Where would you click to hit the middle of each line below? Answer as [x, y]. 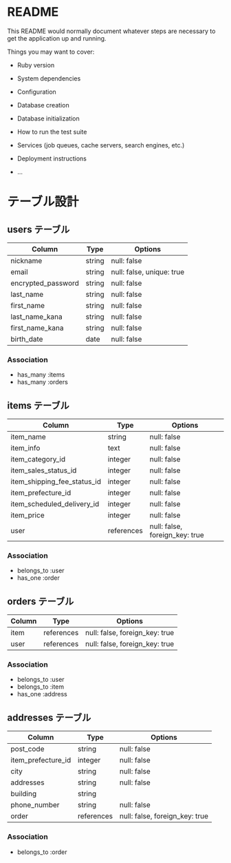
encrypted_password [45, 283]
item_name [28, 437]
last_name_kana [37, 316]
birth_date [27, 339]
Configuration [36, 92]
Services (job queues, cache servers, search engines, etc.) [101, 145]
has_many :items [41, 375]
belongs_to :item [41, 687]
